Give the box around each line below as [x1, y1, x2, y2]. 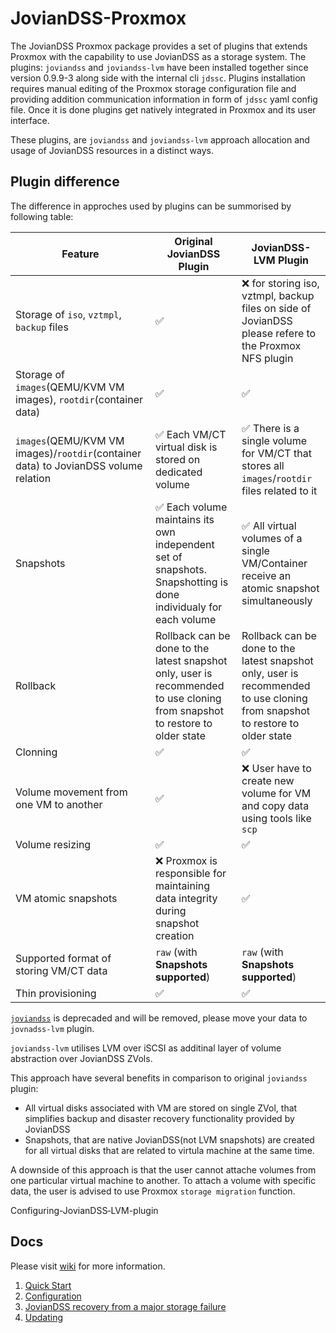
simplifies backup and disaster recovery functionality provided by [24, 1112, 295, 1124]
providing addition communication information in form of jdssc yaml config [10, 93, 318, 105]
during [154, 903, 187, 917]
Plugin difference [10, 173, 120, 191]
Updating [24, 1311, 64, 1323]
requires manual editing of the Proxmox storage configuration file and [10, 82, 297, 94]
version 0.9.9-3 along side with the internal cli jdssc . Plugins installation [10, 72, 306, 84]
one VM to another [15, 797, 103, 811]
